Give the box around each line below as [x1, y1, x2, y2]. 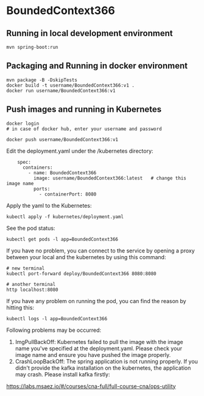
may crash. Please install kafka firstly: [15, 370, 110, 378]
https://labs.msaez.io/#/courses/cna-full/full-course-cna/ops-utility [6, 383, 176, 390]
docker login [6, 120, 40, 127]
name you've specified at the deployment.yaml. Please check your [15, 345, 183, 352]
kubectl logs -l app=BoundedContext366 [6, 315, 108, 321]
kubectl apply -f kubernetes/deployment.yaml [6, 213, 124, 220]
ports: [33, 186, 51, 192]
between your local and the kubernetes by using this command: [6, 253, 166, 260]
